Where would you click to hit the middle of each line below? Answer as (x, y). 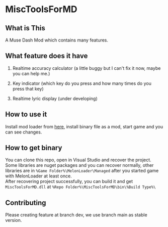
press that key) (28, 88)
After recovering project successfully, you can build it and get (69, 181)
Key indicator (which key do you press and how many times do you (82, 83)
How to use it (26, 115)
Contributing (26, 202)
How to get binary (34, 148)
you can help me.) (31, 73)
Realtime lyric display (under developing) (55, 98)
